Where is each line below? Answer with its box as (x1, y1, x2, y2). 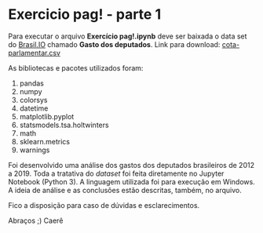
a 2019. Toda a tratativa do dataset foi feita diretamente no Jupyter (8, 169, 225, 178)
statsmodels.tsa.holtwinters (19, 120, 109, 129)
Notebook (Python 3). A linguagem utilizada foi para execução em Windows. (8, 177, 255, 186)
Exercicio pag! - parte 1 (8, 5, 162, 24)
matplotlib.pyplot (19, 111, 75, 121)
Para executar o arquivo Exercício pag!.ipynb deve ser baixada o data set (8, 31, 247, 41)
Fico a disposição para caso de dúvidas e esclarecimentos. (8, 200, 200, 209)
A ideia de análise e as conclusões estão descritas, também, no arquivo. (8, 185, 242, 195)
